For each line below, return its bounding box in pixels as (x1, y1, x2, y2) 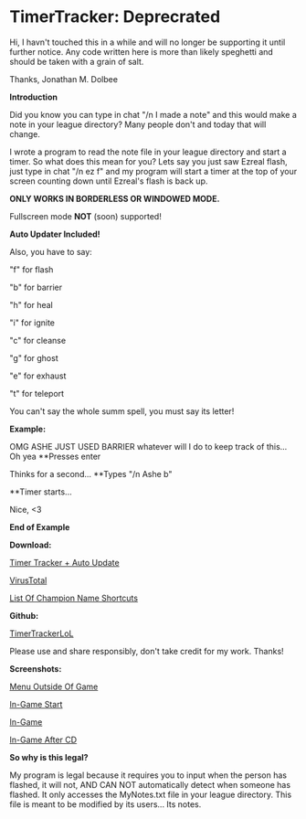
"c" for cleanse (9, 335, 67, 346)
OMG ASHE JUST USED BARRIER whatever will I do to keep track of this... (9, 441, 288, 452)
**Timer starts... (9, 486, 72, 497)
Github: (9, 610, 39, 621)
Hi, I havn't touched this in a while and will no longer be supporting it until (9, 37, 286, 48)
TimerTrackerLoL (9, 628, 74, 639)
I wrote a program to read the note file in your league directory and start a (9, 146, 287, 157)
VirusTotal (9, 574, 47, 586)
